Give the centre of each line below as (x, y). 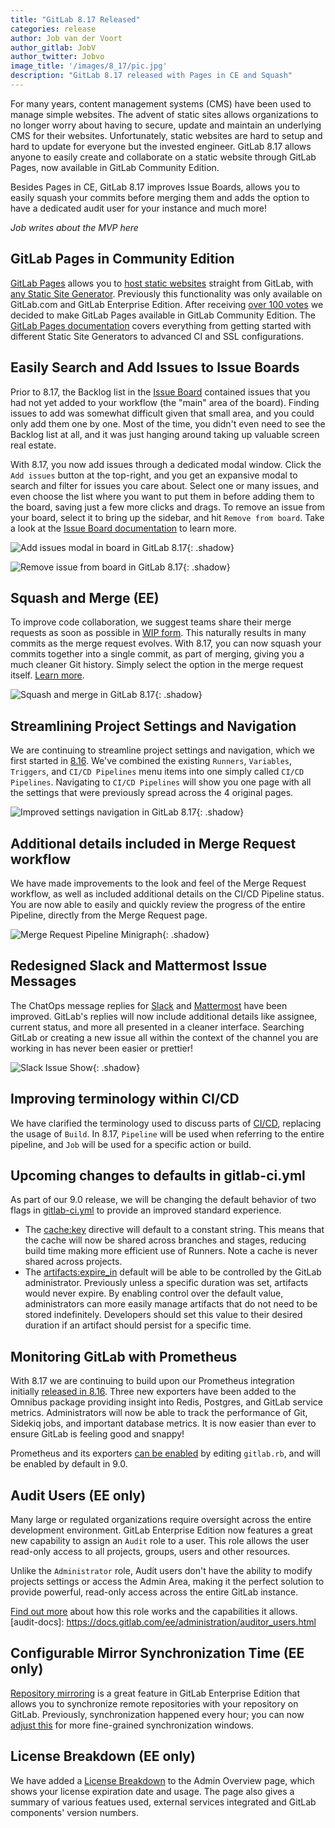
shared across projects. (73, 1262)
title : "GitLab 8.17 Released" (75, 19)
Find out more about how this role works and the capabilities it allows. (154, 1611)
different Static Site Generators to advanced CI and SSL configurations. (157, 336)
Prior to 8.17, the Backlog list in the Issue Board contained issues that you (160, 392)
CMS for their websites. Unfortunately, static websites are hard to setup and (166, 135)
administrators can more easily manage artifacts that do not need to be (171, 1304)
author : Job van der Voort (66, 38)
